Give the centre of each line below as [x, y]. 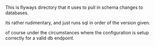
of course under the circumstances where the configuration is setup [77, 32]
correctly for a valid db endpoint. [40, 38]
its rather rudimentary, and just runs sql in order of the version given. [78, 23]
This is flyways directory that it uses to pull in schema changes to [74, 7]
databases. [17, 13]
